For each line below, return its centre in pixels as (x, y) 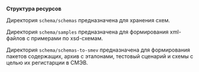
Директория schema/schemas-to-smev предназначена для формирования (98, 50)
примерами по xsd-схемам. (67, 38)
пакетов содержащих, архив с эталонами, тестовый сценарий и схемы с (100, 56)
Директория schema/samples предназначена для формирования (87, 32)
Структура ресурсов (34, 9)
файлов (16, 38)
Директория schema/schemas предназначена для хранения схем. (88, 20)
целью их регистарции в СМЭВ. (47, 63)
